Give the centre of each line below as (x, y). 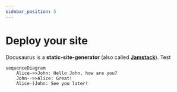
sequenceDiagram (26, 68)
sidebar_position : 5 (31, 11)
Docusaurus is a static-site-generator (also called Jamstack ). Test (88, 57)
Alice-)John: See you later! (52, 83)
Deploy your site (47, 40)
